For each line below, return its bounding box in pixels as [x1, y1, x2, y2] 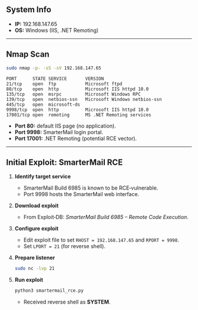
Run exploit [14, 276, 44, 283]
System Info [6, 5, 52, 15]
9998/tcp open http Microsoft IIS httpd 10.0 [6, 106, 149, 113]
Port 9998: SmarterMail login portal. [14, 128, 104, 135]
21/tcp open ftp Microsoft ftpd [6, 81, 123, 87]
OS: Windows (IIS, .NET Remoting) [14, 27, 99, 34]
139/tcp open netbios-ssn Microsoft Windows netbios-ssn [6, 96, 162, 102]
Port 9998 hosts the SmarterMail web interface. [23, 191, 140, 198]
